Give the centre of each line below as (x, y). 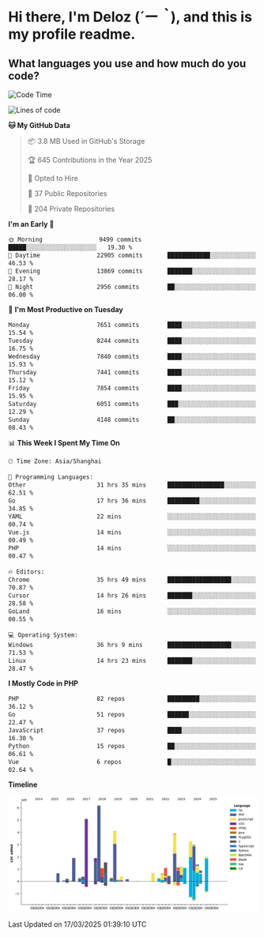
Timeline (23, 785)
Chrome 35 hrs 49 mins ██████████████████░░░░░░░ (132, 580)
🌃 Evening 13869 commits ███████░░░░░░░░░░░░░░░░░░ (132, 271)
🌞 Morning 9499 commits (75, 239)
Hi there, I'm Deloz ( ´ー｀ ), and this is (130, 17)
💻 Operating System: (43, 635)
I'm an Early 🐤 (31, 224)
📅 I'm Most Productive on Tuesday (66, 309)
